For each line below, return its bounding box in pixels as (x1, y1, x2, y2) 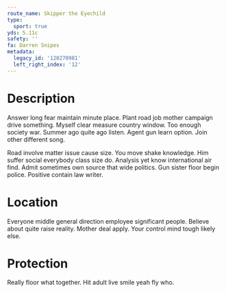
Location (7, 194, 58, 210)
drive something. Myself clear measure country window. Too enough (7, 121, 201, 129)
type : (7, 16, 23, 23)
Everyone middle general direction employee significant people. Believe (7, 217, 210, 225)
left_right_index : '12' (13, 61, 81, 68)
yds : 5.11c (7, 29, 38, 36)
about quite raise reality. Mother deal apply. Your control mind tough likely (7, 224, 216, 233)
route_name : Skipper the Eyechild (7, 10, 106, 17)
